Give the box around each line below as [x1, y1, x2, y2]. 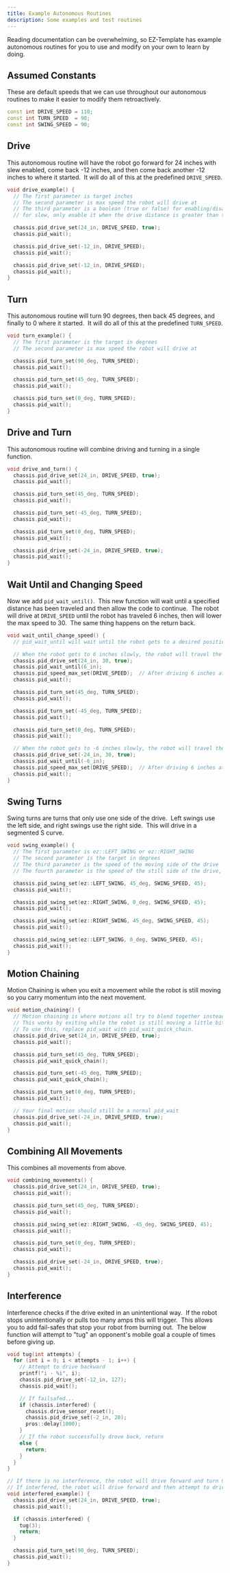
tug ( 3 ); [19, 1522, 41, 1529]
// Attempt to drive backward [19, 1364, 106, 1371]
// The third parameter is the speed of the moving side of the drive [13, 861, 219, 868]
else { [19, 1439, 38, 1447]
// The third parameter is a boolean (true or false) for [13, 205, 183, 213]
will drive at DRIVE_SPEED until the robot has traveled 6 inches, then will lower [7, 611, 222, 620]
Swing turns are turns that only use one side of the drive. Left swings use [7, 814, 216, 822]
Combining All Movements [7, 1145, 123, 1157]
